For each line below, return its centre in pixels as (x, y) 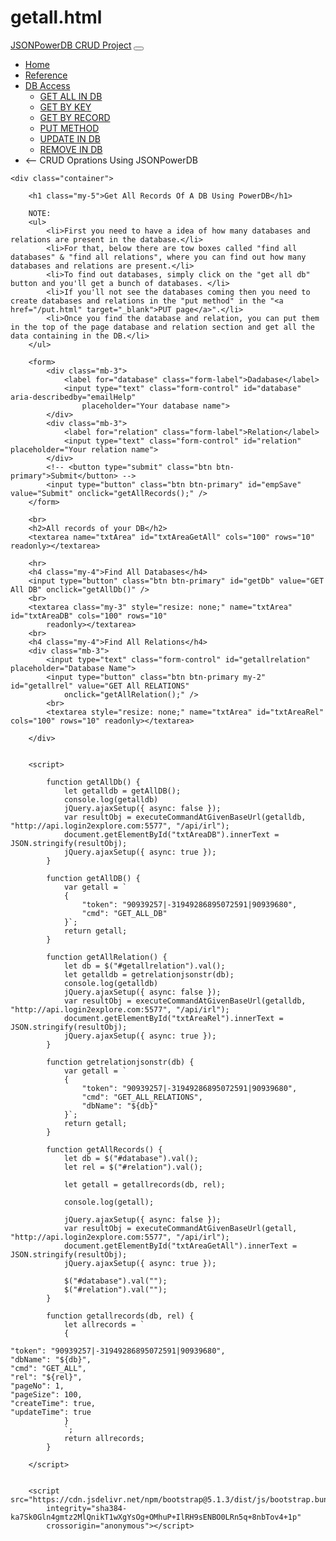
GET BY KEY (65, 107)
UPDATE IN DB (70, 138)
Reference (46, 75)
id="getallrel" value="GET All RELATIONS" (100, 686)
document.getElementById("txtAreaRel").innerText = (173, 1018)
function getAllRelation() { (107, 957)
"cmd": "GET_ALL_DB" (124, 913)
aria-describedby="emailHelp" (73, 397)
